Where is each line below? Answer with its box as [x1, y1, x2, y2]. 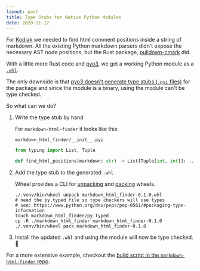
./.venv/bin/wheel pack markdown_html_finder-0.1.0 [14, 223, 146, 229]
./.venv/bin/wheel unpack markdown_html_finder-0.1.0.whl [14, 192, 162, 198]
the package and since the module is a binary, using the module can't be [6, 85, 185, 92]
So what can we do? [6, 102, 57, 110]
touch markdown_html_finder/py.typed [14, 213, 109, 219]
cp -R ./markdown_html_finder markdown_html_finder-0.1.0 [14, 218, 162, 224]
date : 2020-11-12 [6, 20, 50, 26]
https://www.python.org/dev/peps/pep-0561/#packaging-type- [33, 203, 186, 208]
